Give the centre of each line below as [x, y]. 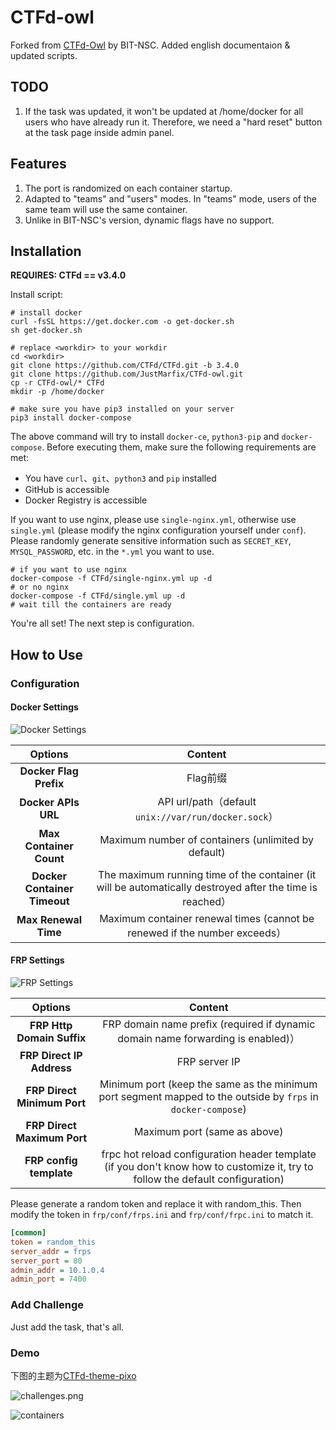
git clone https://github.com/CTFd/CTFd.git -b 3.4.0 [125, 366]
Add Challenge [47, 1305]
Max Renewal [49, 919]
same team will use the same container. [106, 209]
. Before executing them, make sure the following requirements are [179, 447]
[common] [28, 1233]
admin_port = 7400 [48, 1279]
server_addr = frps [51, 1251]
